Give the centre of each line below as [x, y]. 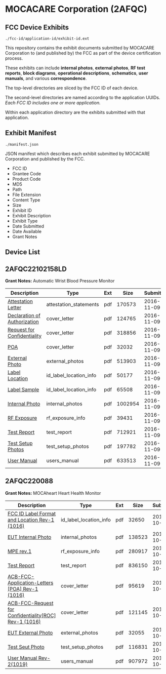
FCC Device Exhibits [37, 27]
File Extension [26, 195]
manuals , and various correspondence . [46, 78]
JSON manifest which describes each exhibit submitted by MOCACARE [78, 154]
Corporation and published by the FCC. [45, 159]
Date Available [27, 231]
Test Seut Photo [26, 647]
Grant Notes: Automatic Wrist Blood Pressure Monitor [60, 281]
